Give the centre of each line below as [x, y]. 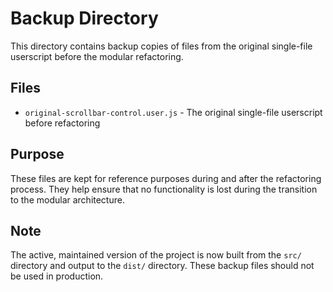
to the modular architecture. [67, 199]
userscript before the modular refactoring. [97, 56]
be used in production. [57, 276]
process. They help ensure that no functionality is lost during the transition [164, 189]
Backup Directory [84, 18]
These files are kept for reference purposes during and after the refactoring [166, 178]
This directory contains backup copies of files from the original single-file [161, 46]
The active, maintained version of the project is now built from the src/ [156, 255]
